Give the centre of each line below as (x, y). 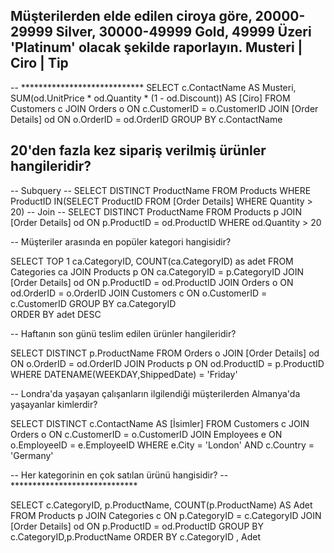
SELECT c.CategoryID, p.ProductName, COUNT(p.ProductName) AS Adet (161, 505)
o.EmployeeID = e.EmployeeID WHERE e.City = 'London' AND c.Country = (162, 445)
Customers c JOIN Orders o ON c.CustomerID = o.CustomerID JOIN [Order (164, 108)
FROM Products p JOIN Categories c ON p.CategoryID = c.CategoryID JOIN (166, 515)
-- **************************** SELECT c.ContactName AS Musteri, (153, 87)
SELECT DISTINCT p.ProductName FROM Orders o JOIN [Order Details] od (165, 353)
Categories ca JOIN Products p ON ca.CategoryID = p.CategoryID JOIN (157, 271)
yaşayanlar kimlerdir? (54, 404)
